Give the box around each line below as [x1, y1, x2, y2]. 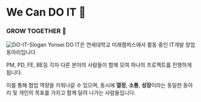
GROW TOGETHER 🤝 [6, 27, 67, 35]
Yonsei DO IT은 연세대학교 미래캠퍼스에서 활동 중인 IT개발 [47, 41, 184, 49]
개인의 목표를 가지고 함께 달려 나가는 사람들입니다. [19, 89, 136, 97]
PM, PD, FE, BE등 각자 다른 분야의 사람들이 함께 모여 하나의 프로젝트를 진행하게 [6, 61, 192, 68]
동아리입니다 [6, 49, 36, 56]
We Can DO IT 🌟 [6, 5, 86, 19]
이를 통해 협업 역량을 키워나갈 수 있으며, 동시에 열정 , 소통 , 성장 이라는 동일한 [6, 82, 182, 89]
